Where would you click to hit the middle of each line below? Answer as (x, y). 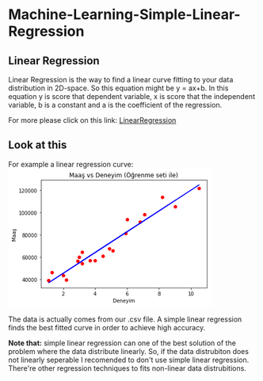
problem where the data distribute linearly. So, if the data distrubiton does (129, 351)
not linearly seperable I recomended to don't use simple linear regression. (129, 360)
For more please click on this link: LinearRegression (92, 120)
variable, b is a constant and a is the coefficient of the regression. (115, 105)
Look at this (38, 145)
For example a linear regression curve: (71, 164)
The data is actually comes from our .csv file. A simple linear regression (125, 319)
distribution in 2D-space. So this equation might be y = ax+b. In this (118, 88)
